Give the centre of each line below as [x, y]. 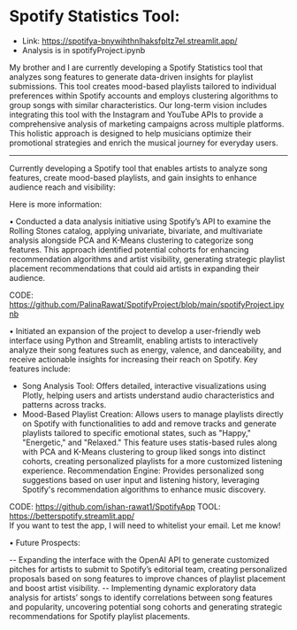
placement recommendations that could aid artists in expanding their [134, 268]
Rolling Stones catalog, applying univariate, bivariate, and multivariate [136, 230]
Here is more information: [56, 204]
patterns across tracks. [64, 404]
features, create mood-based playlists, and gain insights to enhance [133, 177]
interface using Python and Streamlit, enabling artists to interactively [134, 340]
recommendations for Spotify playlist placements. [100, 616]
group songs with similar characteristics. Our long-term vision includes [138, 105]
